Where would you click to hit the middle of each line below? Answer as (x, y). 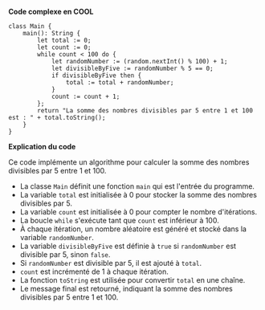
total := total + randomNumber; (120, 83)
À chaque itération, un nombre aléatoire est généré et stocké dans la (133, 229)
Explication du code (42, 147)
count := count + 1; (86, 96)
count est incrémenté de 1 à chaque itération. (94, 271)
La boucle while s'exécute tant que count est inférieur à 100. (119, 220)
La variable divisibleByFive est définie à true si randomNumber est (128, 246)
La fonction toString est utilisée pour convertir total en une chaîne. (132, 280)
